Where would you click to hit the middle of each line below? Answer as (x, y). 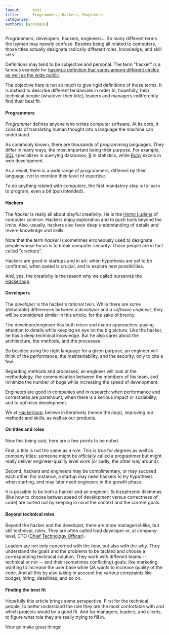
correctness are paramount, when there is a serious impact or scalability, (81, 397)
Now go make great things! (33, 627)
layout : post (24, 10)
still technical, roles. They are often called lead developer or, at (71, 531)
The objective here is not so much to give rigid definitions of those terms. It (83, 85)
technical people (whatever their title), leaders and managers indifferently (82, 96)
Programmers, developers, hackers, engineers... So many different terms (81, 39)
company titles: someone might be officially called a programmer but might (83, 456)
